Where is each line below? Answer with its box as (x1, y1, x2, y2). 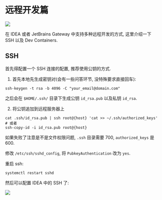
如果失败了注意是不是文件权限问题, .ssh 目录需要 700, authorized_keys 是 (5, 134, 155, 140)
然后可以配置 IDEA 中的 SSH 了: (5, 180, 69, 186)
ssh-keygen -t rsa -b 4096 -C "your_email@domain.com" (5, 86, 121, 91)
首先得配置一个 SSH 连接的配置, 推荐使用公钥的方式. (5, 65, 111, 72)
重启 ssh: (5, 160, 24, 166)
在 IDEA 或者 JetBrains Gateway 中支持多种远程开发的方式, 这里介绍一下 (5, 31, 152, 37)
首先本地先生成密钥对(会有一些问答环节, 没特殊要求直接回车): (12, 76, 137, 82)
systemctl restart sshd (5, 170, 54, 175)
